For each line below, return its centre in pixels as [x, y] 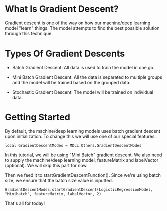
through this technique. [29, 33]
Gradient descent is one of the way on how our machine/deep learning [78, 23]
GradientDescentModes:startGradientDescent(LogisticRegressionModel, [79, 189]
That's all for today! [25, 203]
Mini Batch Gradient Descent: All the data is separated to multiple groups [87, 77]
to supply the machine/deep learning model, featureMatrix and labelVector [82, 160]
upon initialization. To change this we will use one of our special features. [81, 136]
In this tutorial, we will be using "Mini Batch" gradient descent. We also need [83, 155]
